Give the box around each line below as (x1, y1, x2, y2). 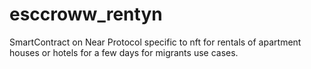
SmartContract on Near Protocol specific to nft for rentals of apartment (9, 36, 302, 48)
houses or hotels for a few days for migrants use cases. (9, 46, 239, 58)
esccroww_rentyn (9, 3, 163, 26)
